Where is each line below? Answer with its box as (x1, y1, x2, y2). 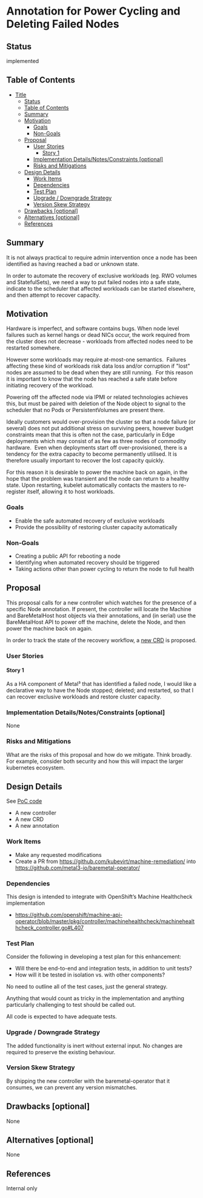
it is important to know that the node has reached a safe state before (6, 375, 178, 383)
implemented (6, 58, 39, 64)
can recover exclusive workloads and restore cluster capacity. (6, 693, 162, 700)
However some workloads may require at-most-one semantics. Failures (6, 356, 187, 364)
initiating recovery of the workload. (6, 382, 94, 389)
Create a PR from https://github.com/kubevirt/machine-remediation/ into (15, 858, 196, 865)
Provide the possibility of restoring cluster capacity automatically (15, 523, 178, 530)
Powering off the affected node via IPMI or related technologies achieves (6, 393, 188, 401)
